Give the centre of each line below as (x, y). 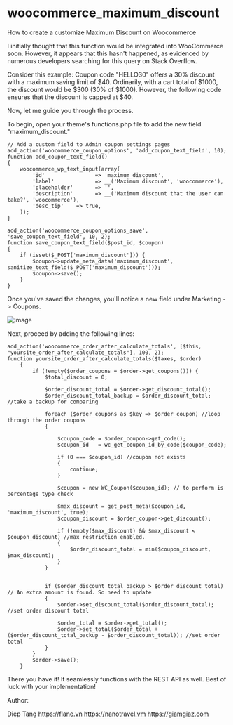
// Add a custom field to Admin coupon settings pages (89, 144)
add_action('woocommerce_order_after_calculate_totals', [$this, (104, 346)
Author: (18, 700)
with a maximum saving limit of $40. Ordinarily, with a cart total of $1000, (113, 81)
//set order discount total (48, 610)
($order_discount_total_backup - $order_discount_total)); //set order (114, 635)
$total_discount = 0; (76, 377)
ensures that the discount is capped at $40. (70, 97)
